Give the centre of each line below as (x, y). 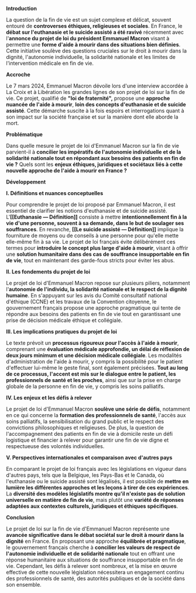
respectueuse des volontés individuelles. (55, 446)
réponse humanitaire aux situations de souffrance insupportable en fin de (94, 560)
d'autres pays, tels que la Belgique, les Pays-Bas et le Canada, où (85, 475)
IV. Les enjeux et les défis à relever (49, 398)
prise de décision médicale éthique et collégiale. (64, 320)
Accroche (18, 74)
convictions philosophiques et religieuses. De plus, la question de (85, 428)
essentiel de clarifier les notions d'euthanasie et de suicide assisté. (87, 211)
